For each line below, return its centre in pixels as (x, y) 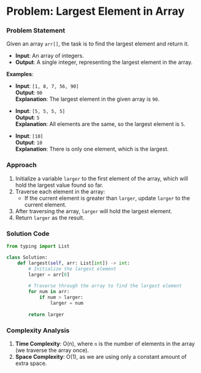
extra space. (31, 363)
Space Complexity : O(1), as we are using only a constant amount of (101, 356)
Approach (21, 165)
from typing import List (38, 246)
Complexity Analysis (38, 330)
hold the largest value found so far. (59, 185)
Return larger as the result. (50, 218)
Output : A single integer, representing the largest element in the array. (104, 62)
